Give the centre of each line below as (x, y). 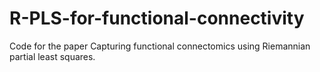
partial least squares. (52, 56)
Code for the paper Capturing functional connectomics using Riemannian (160, 46)
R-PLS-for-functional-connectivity (157, 18)
